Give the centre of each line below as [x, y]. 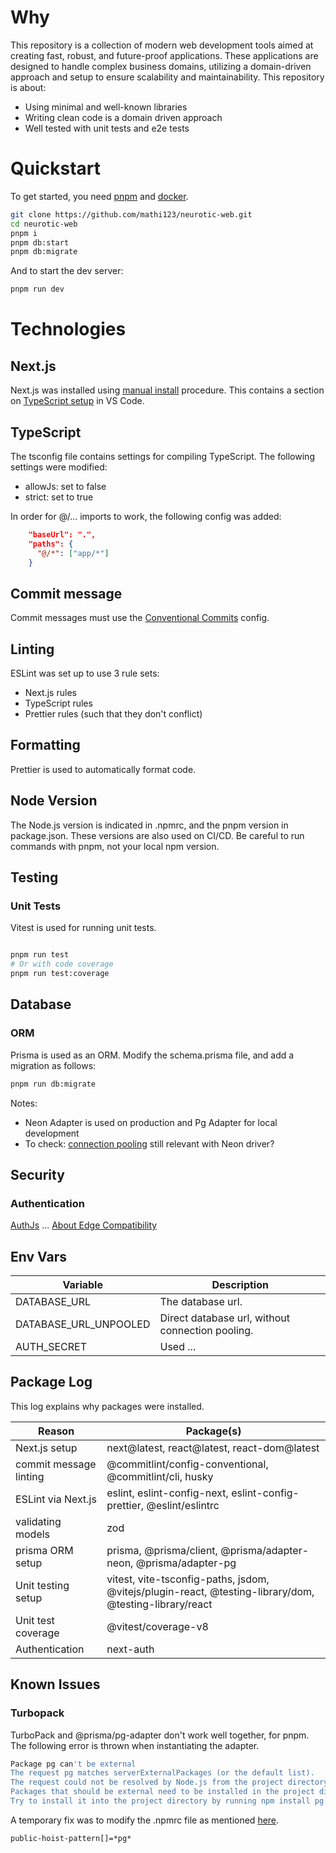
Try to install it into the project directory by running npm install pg [167, 1801]
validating [38, 1521]
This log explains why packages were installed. [107, 1406]
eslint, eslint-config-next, [167, 1493]
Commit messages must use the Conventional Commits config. [140, 618]
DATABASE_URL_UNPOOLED [83, 1324]
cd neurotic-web [44, 224]
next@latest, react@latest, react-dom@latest [213, 1448]
